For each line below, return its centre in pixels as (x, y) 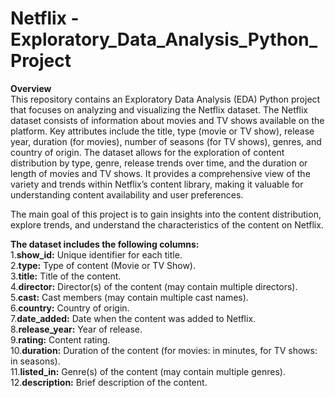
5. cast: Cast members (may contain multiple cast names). (129, 297)
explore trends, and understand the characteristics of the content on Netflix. (167, 224)
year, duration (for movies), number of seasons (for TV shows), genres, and (166, 141)
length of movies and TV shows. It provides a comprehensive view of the (160, 173)
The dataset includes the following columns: (105, 244)
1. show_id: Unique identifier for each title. (96, 254)
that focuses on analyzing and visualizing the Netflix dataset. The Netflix (159, 109)
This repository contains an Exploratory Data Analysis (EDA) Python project (165, 99)
